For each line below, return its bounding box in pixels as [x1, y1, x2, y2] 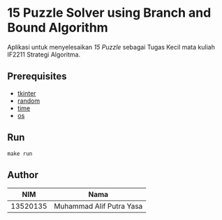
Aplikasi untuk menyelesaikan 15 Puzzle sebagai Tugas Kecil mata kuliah [7, 43, 215, 51]
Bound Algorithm [7, 20, 108, 36]
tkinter [17, 89, 36, 97]
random [17, 96, 40, 105]
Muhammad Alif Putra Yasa [54, 201, 143, 211]
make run [7, 150, 33, 157]
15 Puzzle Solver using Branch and [7, 5, 212, 21]
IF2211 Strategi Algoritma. [7, 50, 81, 59]
